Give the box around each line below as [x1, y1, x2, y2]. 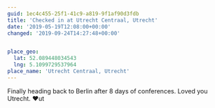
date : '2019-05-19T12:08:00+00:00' [7, 23, 111, 30]
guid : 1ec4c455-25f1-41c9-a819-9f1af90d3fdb [7, 10, 139, 17]
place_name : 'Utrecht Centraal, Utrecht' [7, 68, 130, 75]
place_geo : [7, 48, 39, 56]
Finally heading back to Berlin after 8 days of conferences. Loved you [7, 86, 208, 95]
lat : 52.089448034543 [13, 55, 77, 62]
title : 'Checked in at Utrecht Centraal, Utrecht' [7, 17, 158, 24]
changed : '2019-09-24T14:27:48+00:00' [7, 29, 120, 37]
